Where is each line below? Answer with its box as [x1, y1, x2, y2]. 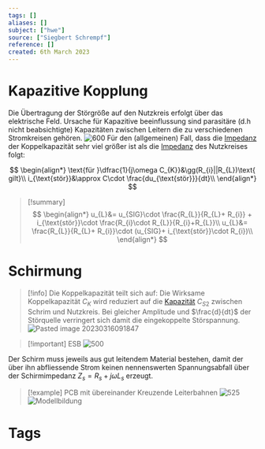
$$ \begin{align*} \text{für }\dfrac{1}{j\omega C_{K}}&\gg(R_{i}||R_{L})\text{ [9, 165, 256, 174]
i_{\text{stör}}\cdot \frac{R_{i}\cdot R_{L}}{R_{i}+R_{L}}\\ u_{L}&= [36, 217, 248, 227]
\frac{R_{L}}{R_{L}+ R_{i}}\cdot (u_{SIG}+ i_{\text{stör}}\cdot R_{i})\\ [31, 226, 254, 236]
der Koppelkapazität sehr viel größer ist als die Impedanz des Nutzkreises [8, 141, 248, 150]
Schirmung [8, 262, 83, 280]
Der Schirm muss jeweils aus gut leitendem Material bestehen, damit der [8, 354, 244, 363]
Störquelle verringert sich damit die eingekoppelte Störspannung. [27, 315, 241, 325]
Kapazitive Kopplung [8, 82, 148, 100]
